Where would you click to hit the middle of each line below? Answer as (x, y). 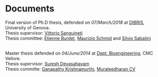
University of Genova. (27, 27)
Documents (30, 9)
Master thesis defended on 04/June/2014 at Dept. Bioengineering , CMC (79, 53)
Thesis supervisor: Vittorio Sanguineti (44, 33)
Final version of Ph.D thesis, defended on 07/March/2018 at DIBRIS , (75, 22)
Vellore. (13, 58)
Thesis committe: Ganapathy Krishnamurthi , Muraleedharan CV (70, 69)
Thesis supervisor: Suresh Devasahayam (47, 64)
